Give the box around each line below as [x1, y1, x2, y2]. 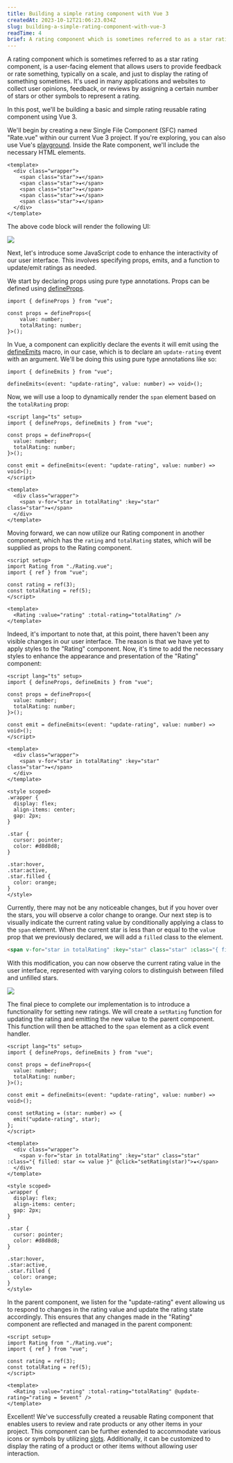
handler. [7, 1029, 31, 1038]
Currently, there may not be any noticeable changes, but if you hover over [7, 903, 218, 912]
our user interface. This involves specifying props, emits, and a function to [7, 256, 220, 264]
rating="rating [7, 1394, 51, 1401]
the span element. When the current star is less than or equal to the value [7, 925, 216, 934]
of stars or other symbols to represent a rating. [7, 92, 141, 101]
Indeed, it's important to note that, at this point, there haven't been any [7, 630, 209, 638]
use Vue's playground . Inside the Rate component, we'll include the [7, 141, 200, 149]
